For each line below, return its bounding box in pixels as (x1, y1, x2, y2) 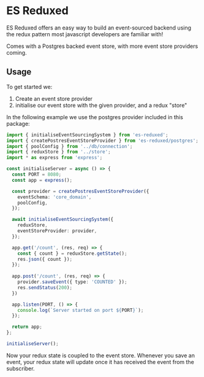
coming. (6, 49, 27, 56)
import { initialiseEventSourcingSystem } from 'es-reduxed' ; (6, 131, 168, 138)
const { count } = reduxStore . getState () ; (17, 250, 127, 257)
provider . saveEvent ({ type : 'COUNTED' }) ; (17, 279, 127, 285)
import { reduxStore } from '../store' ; (6, 149, 111, 155)
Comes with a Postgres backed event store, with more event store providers (6, 42, 198, 50)
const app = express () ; (12, 177, 72, 183)
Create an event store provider (15, 95, 93, 102)
